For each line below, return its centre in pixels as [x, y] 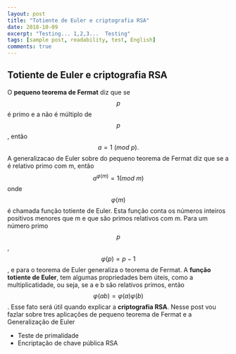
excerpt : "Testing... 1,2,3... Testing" [69, 33]
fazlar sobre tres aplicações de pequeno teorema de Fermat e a [100, 315]
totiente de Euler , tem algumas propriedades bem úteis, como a [100, 277]
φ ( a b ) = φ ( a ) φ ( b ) [118, 296]
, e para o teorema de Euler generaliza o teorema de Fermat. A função [109, 270]
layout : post [26, 14]
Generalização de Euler [41, 322]
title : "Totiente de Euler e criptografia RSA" [79, 20]
